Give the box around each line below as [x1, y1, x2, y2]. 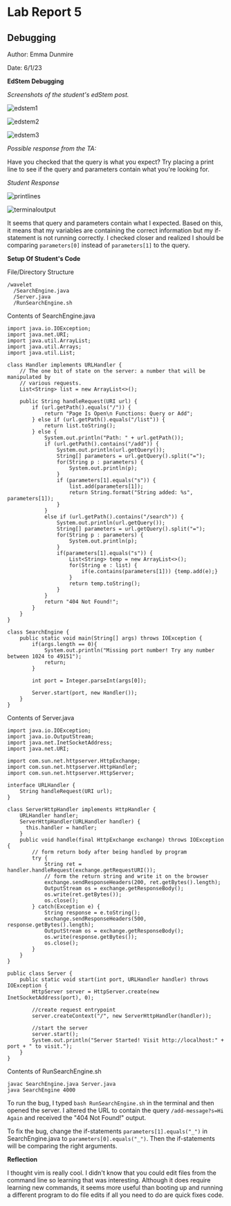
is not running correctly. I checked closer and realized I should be [37, 234, 224, 241]
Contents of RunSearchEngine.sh [7, 1067, 102, 1076]
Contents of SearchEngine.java [7, 312, 95, 320]
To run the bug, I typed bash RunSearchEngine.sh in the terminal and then [7, 1099, 214, 1107]
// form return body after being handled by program [32, 849, 187, 856]
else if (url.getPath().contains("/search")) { [44, 513, 185, 520]
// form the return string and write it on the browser [44, 873, 209, 880]
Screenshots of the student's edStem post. [7, 91, 129, 99]
